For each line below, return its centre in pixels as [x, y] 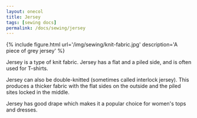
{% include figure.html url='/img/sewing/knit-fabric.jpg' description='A [92, 45]
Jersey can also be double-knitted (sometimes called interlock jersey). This [98, 80]
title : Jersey [24, 17]
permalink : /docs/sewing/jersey [46, 28]
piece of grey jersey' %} [35, 51]
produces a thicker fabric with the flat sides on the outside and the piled [93, 86]
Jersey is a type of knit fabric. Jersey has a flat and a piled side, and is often [99, 62]
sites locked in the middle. [38, 92]
